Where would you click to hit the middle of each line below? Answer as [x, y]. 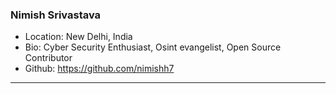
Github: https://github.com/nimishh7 [99, 69]
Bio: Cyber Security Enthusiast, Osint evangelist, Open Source [153, 47]
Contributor [48, 58]
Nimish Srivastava [56, 15]
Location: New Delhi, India [78, 37]
